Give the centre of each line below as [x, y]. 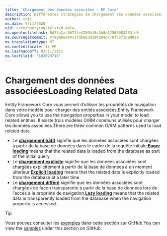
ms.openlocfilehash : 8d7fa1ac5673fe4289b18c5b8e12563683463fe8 [72, 33]
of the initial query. [32, 156]
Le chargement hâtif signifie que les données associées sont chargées [85, 141]
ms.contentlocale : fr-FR [31, 47]
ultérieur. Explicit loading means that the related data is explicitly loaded [86, 172]
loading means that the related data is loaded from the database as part [86, 151]
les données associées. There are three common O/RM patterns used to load [83, 126]
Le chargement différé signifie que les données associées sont [77, 183]
